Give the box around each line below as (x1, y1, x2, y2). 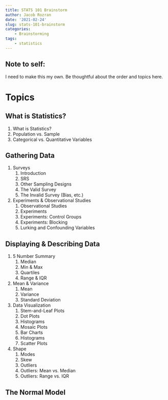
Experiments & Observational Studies (12, 197, 91, 204)
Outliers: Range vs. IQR (20, 373, 69, 379)
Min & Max (20, 264, 43, 270)
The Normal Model (5, 388, 66, 396)
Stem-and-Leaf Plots (20, 308, 65, 314)
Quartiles (20, 270, 40, 276)
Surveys (12, 165, 31, 171)
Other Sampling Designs (20, 181, 72, 187)
